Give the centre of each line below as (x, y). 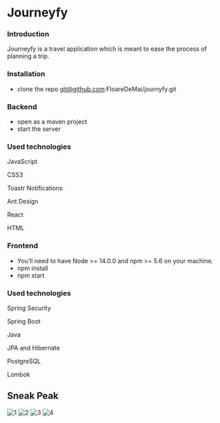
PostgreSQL (24, 361)
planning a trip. (28, 56)
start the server (39, 129)
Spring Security (29, 308)
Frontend (23, 246)
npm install (33, 268)
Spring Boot (24, 321)
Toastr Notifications (35, 188)
